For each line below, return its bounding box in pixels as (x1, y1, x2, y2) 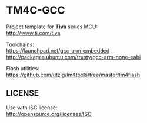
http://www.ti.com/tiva (6, 29, 61, 36)
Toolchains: (6, 41, 34, 48)
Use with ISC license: (6, 104, 58, 111)
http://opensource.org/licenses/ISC (6, 110, 92, 117)
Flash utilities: (6, 64, 39, 72)
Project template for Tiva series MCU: (6, 23, 98, 30)
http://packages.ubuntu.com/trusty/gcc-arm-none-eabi (6, 53, 141, 60)
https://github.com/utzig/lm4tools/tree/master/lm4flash (6, 71, 141, 78)
